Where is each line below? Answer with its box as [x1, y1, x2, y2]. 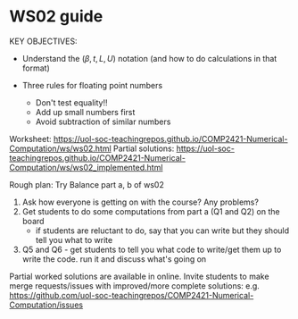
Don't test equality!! [35, 97, 109, 108]
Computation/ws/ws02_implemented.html [9, 162, 163, 172]
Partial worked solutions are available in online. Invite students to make [9, 271, 269, 281]
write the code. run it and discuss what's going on [21, 253, 207, 264]
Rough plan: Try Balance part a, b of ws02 [9, 179, 165, 189]
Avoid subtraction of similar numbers [35, 116, 171, 127]
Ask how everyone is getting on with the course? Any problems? [21, 197, 259, 207]
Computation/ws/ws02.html [9, 143, 112, 154]
